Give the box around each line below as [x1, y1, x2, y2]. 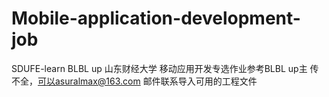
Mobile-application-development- [11, 7, 301, 30]
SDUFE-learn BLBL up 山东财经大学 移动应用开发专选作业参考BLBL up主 [11, 62, 308, 74]
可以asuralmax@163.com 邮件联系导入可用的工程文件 [37, 75, 258, 87]
